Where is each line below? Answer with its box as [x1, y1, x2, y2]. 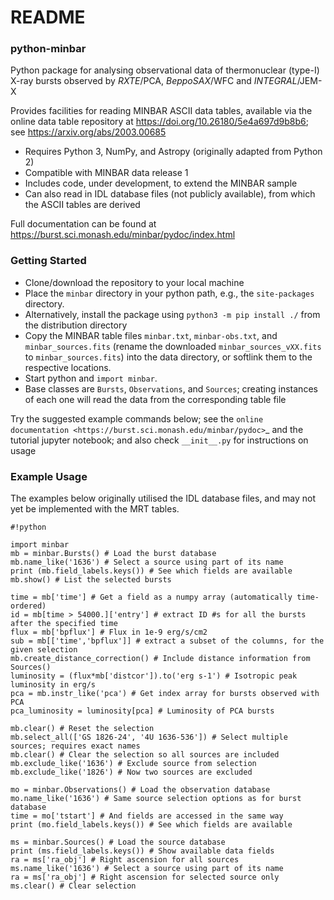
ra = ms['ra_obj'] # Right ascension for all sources [10, 855, 240, 865]
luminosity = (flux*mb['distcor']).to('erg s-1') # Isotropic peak [10, 671, 298, 681]
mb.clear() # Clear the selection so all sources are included [10, 750, 280, 760]
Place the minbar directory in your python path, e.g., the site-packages [24, 287, 315, 299]
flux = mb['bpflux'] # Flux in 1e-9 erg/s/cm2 [10, 627, 208, 638]
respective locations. [24, 361, 112, 373]
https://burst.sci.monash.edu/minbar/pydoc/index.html [10, 229, 236, 241]
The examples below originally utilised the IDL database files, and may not [10, 492, 316, 505]
